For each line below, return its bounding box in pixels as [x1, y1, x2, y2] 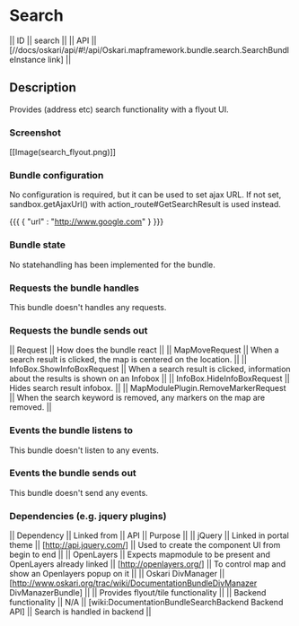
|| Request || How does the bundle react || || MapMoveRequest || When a [9, 344, 280, 355]
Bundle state [9, 239, 66, 251]
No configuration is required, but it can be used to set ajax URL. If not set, [9, 189, 282, 200]
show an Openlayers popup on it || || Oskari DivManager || [9, 569, 225, 579]
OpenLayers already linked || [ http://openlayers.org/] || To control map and [9, 559, 286, 569]
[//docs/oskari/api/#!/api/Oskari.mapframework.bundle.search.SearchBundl [9, 44, 290, 55]
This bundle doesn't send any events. [9, 487, 148, 498]
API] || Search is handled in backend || [9, 606, 152, 617]
